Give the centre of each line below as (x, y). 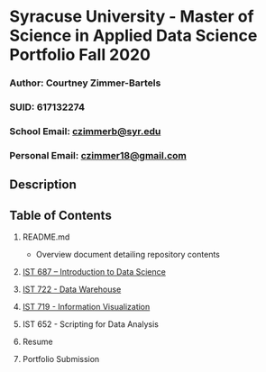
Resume (37, 342)
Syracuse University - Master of (132, 17)
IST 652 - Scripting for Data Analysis (91, 324)
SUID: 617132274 (47, 107)
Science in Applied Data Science (133, 36)
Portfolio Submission (61, 359)
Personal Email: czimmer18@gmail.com (98, 155)
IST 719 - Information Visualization (86, 307)
